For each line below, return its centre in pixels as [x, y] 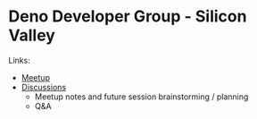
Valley [32, 35]
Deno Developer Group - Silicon [128, 17]
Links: [19, 60]
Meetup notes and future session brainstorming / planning [141, 97]
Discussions [44, 87]
